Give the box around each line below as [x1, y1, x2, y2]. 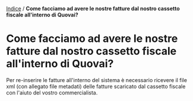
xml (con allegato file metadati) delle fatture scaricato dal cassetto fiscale [6, 83, 186, 90]
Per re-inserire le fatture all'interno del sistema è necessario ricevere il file [6, 76, 187, 83]
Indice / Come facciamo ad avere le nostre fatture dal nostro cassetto [6, 5, 180, 12]
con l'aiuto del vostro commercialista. [6, 89, 98, 96]
